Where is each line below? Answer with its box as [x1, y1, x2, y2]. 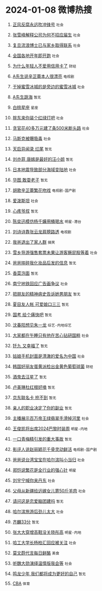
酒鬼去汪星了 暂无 [12, 374, 47, 379]
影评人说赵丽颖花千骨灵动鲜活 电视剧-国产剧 [12, 446, 97, 452]
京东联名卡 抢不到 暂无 [12, 394, 57, 400]
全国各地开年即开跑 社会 [12, 52, 59, 59]
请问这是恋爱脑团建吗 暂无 [12, 498, 64, 504]
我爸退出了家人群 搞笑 [12, 239, 55, 245]
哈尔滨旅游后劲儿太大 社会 [12, 508, 64, 514]
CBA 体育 [12, 580, 30, 586]
